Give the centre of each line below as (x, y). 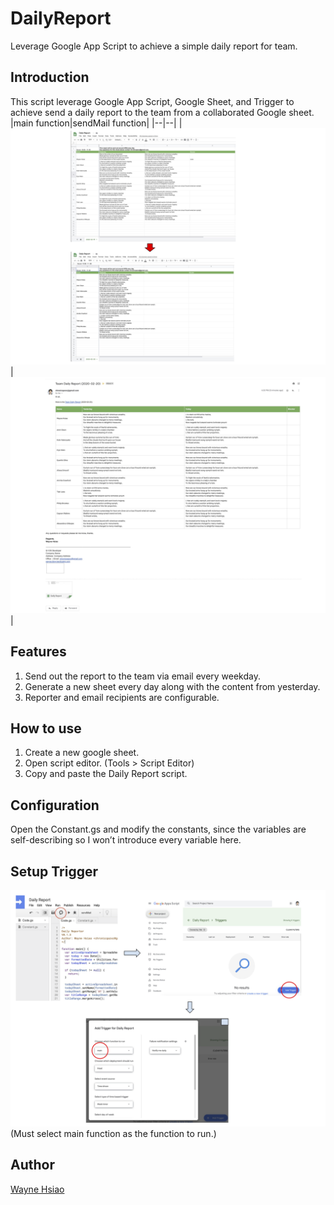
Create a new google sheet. (82, 753)
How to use (46, 728)
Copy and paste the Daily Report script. (106, 774)
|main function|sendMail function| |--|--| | (96, 123)
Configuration (55, 805)
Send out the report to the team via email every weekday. (142, 676)
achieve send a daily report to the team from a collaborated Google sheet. (162, 112)
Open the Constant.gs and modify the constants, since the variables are (158, 829)
